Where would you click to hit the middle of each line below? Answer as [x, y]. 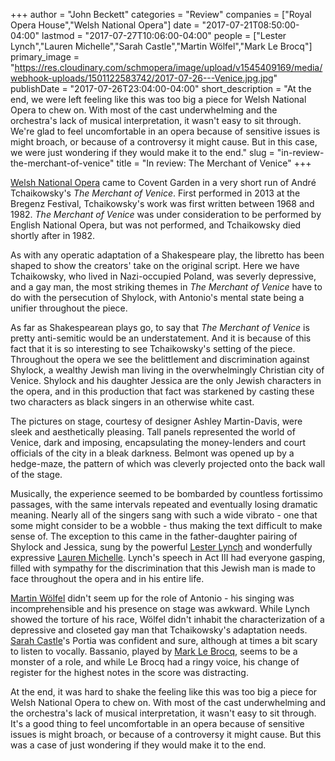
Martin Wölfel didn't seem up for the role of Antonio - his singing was [152, 598]
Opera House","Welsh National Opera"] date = [105, 25]
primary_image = [45, 57]
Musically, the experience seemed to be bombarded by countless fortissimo [166, 493]
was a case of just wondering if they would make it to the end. [138, 745]
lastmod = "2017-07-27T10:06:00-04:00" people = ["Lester [164, 35]
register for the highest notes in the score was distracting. [129, 672]
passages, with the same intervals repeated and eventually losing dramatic [164, 504]
